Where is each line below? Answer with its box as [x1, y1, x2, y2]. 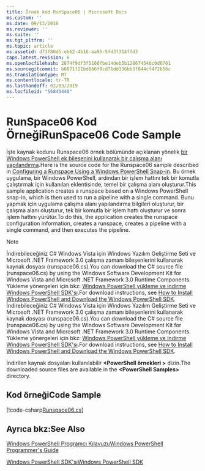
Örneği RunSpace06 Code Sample [6, 128, 182, 142]
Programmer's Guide [6, 447, 59, 454]
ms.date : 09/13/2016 [6, 20, 59, 26]
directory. [6, 372, 31, 379]
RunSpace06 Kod [6, 115, 97, 129]
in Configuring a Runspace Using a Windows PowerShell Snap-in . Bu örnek [6, 168, 196, 175]
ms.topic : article [6, 43, 53, 50]
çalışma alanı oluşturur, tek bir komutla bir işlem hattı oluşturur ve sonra [6, 206, 186, 214]
